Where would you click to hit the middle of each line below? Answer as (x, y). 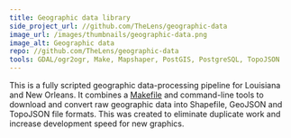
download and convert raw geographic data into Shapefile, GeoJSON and (146, 104)
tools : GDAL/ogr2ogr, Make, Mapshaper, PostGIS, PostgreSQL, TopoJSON (145, 60)
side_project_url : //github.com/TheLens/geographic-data (118, 26)
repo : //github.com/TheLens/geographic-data (94, 51)
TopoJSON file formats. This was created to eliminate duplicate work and (145, 114)
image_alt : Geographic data (62, 43)
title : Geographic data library (70, 18)
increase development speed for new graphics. (97, 124)
